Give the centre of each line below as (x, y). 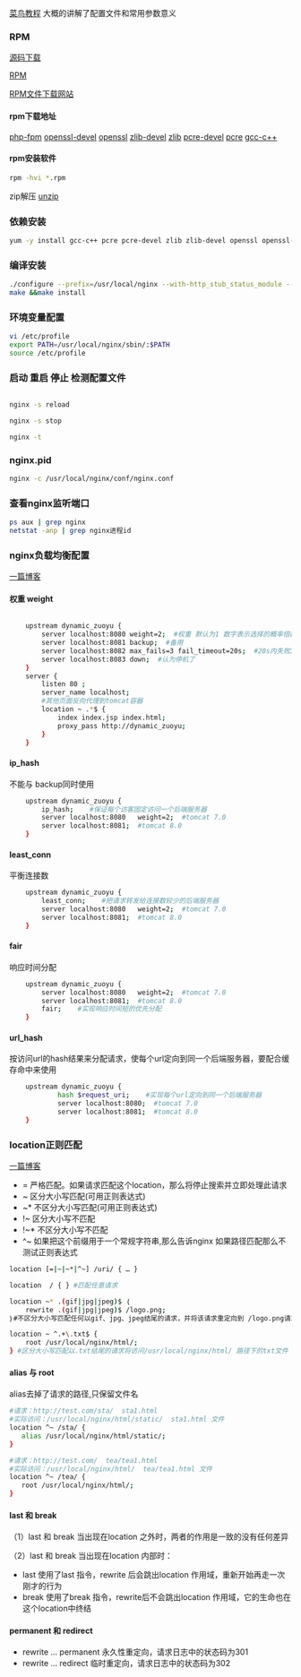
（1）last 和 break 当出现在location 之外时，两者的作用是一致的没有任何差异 (149, 1537)
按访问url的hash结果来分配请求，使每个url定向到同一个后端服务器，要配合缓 (150, 1059)
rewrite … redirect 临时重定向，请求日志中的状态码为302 (126, 1664)
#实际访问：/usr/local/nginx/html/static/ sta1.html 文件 (117, 1419)
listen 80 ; (64, 684)
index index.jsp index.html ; (112, 718)
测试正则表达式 (50, 1252)
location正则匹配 (46, 1145)
